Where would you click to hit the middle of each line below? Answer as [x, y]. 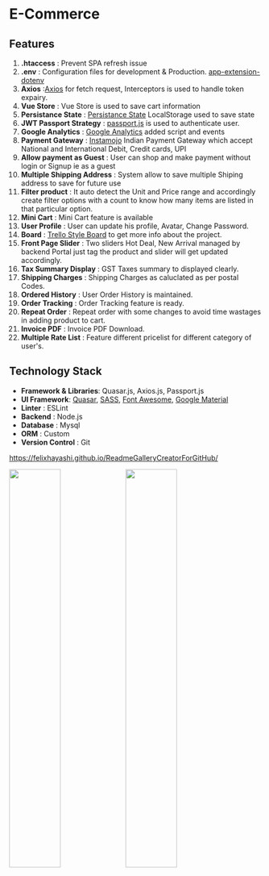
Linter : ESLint [44, 407]
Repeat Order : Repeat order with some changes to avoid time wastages [141, 312]
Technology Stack [56, 371]
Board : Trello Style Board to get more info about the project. [121, 234]
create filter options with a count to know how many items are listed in [137, 200]
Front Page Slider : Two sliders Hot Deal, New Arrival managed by [130, 243]
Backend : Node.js [52, 416]
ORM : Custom [45, 433]
